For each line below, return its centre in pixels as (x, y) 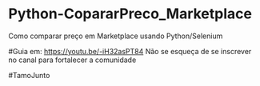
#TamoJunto (29, 75)
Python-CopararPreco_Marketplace (130, 14)
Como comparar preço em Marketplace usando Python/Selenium (116, 36)
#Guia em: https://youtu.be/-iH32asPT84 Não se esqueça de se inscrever (130, 51)
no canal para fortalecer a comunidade (72, 60)
